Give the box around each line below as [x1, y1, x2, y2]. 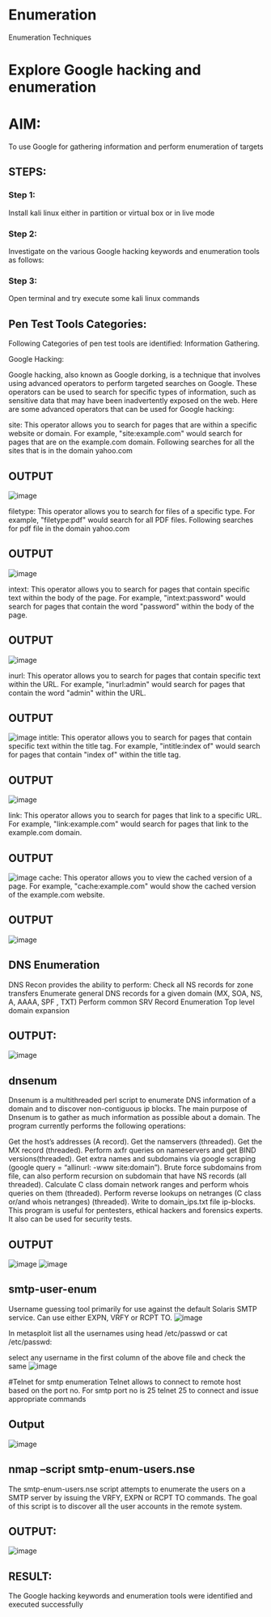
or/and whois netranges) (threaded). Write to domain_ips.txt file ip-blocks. [8, 1197, 256, 1207]
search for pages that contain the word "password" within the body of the [8, 601, 255, 611]
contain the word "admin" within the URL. [8, 688, 146, 698]
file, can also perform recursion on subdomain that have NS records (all [8, 1171, 247, 1181]
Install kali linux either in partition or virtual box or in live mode [8, 208, 215, 218]
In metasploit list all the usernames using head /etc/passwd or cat [8, 1328, 228, 1338]
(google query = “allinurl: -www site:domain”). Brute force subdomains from [8, 1163, 262, 1173]
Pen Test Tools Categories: [8, 317, 147, 331]
